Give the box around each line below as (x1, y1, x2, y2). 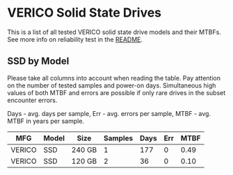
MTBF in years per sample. (7, 117, 85, 125)
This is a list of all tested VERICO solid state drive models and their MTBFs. (7, 28, 221, 36)
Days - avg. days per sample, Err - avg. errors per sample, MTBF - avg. (7, 109, 211, 117)
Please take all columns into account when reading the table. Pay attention (7, 74, 221, 82)
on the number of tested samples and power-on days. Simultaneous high (7, 81, 216, 90)
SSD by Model (7, 56, 70, 67)
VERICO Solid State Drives (7, 5, 162, 21)
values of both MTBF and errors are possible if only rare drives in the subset (7, 88, 226, 97)
